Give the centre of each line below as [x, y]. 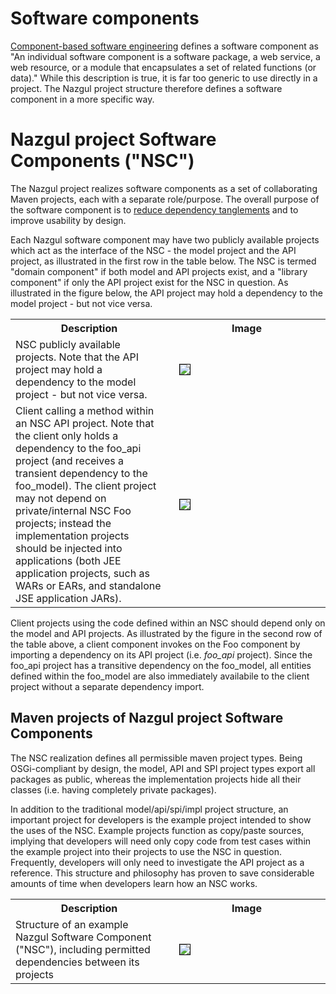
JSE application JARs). [68, 598]
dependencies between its [77, 962]
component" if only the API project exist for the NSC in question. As [149, 282]
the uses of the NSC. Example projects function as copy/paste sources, [157, 830]
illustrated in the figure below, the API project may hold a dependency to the [166, 293]
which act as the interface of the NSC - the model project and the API [153, 250]
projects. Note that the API [77, 357]
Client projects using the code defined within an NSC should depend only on [168, 623]
